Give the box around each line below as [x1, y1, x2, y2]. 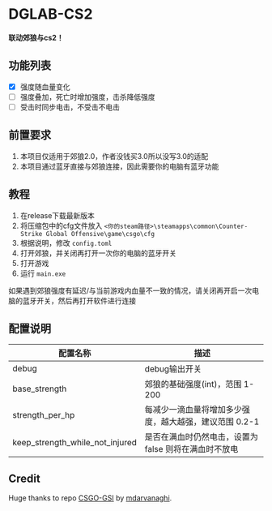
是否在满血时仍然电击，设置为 [144, 432, 259, 443]
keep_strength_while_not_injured [12, 437, 138, 449]
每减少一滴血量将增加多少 [144, 404, 243, 415]
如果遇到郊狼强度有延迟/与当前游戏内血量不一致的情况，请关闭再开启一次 [8, 286, 253, 295]
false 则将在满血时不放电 [144, 444, 239, 455]
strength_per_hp [12, 410, 75, 421]
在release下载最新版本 [19, 210, 96, 220]
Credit [8, 471, 40, 485]
